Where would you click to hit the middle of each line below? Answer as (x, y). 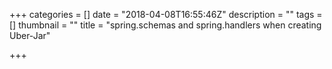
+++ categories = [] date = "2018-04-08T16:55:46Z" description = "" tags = (166, 14)
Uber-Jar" (30, 35)
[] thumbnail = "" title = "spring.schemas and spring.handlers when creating (165, 25)
